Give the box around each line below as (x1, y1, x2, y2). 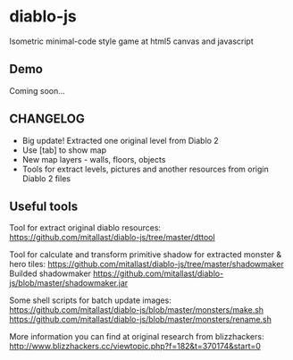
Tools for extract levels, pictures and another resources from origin (21, 163, 270, 174)
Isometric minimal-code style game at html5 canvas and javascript (9, 36, 254, 46)
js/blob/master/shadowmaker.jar (9, 278, 129, 289)
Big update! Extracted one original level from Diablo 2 (21, 135, 219, 146)
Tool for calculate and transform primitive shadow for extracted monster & (9, 249, 282, 260)
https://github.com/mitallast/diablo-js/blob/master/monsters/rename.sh (9, 314, 272, 325)
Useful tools (9, 198, 79, 213)
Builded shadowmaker (9, 268, 92, 279)
